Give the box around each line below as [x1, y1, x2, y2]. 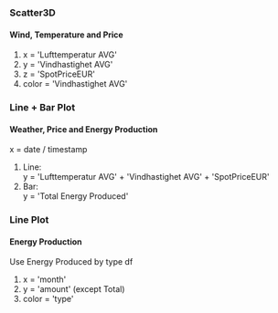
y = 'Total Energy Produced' [22, 191, 129, 202]
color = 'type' [22, 294, 75, 305]
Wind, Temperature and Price [9, 29, 123, 40]
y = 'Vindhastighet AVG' [22, 59, 113, 70]
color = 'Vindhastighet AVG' [22, 78, 128, 89]
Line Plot [9, 214, 49, 226]
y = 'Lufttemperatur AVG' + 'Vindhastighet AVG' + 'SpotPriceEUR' [22, 172, 270, 183]
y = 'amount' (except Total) [22, 284, 125, 295]
